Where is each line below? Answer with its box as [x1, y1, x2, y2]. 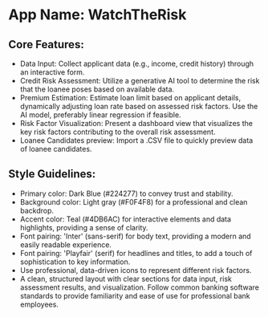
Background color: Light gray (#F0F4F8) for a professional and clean [19, 197, 248, 206]
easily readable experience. [19, 239, 112, 250]
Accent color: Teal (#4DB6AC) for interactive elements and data [19, 214, 231, 224]
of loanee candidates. [19, 144, 92, 153]
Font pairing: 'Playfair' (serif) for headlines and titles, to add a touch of [19, 248, 253, 258]
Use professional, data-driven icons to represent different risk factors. [19, 265, 252, 274]
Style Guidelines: [8, 167, 96, 181]
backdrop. [19, 205, 55, 215]
